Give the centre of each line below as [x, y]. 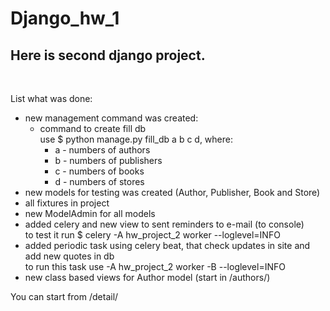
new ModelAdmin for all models [90, 213]
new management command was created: [111, 118]
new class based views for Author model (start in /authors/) [147, 277]
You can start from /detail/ [64, 296]
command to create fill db [93, 128]
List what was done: [51, 98]
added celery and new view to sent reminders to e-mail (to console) [164, 224]
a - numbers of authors [102, 150]
